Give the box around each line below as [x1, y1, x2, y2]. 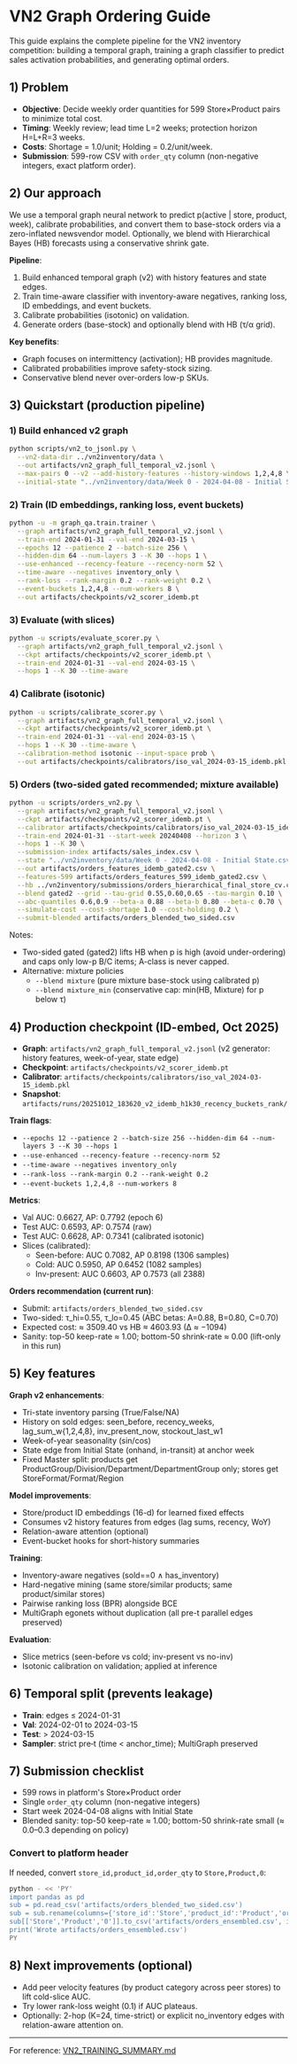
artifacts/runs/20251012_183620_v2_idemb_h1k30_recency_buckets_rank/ [21, 1100, 288, 1109]
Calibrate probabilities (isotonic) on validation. [21, 309, 190, 320]
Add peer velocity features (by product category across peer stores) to [21, 1982, 281, 1992]
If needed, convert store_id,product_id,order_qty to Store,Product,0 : [9, 1867, 267, 1878]
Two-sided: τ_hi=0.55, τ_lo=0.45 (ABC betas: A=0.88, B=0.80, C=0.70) [21, 1312, 279, 1322]
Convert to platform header [9, 1847, 129, 1859]
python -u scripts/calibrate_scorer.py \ [9, 707, 164, 717]
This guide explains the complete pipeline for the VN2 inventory [9, 35, 241, 46]
